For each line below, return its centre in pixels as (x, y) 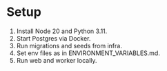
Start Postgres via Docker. (53, 38)
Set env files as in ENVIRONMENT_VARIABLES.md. (88, 53)
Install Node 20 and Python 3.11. (62, 31)
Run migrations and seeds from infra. (69, 45)
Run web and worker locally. (57, 60)
